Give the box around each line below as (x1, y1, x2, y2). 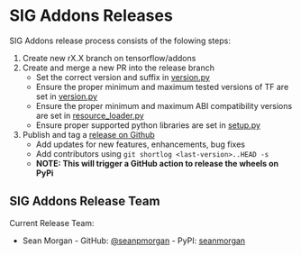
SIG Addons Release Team (9, 194, 160, 209)
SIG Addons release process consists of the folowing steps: (9, 35, 232, 46)
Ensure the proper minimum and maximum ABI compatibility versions (35, 100, 293, 111)
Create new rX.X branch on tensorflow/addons (22, 52, 196, 63)
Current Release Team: (9, 217, 95, 228)
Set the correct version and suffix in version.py (35, 71, 210, 82)
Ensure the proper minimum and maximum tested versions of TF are (35, 81, 289, 92)
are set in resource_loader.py (35, 110, 144, 121)
